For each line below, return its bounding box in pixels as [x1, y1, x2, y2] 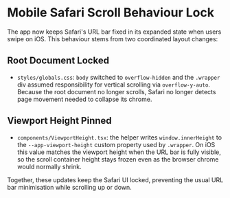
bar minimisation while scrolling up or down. [7, 183, 132, 191]
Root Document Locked [7, 55, 110, 67]
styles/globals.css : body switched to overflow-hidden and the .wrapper [16, 73, 220, 81]
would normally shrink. [16, 162, 82, 170]
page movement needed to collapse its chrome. [16, 95, 152, 103]
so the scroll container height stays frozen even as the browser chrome [16, 155, 219, 163]
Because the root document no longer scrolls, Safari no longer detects [16, 87, 216, 96]
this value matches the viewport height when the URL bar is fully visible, [16, 148, 222, 156]
